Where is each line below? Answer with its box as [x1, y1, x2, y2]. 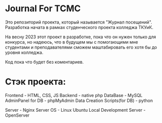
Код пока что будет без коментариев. [5, 59, 84, 65]
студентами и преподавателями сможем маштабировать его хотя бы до [5, 44, 158, 50]
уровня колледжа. [5, 49, 44, 55]
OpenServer [5, 112, 30, 118]
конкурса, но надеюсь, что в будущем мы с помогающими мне [5, 39, 139, 45]
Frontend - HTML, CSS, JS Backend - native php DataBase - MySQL [5, 92, 143, 98]
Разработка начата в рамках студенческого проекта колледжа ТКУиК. [5, 24, 153, 30]
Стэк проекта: [5, 76, 66, 87]
